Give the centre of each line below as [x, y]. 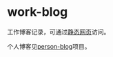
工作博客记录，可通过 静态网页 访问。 [59, 32]
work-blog [38, 12]
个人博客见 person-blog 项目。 [49, 46]
